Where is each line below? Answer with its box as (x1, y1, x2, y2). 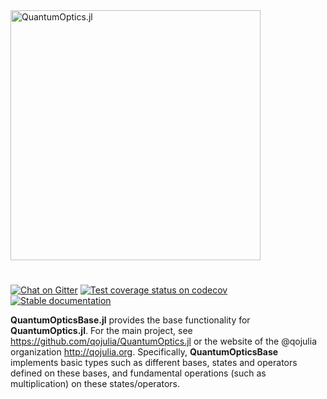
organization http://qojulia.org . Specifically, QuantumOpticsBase (10, 346, 279, 358)
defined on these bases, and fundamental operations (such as (10, 367, 267, 379)
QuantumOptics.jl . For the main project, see (10, 325, 193, 337)
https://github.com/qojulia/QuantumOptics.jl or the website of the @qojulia (10, 335, 317, 348)
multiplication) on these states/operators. (10, 378, 180, 390)
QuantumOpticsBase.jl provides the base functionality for (10, 314, 251, 326)
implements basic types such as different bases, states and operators (10, 357, 298, 369)
